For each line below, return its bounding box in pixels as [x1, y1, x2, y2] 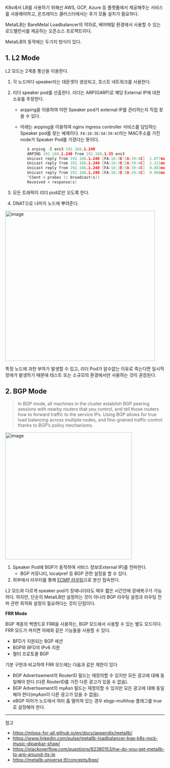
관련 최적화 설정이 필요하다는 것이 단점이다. [10, 600, 96, 606]
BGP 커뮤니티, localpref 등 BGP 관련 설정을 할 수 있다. [20, 570, 128, 577]
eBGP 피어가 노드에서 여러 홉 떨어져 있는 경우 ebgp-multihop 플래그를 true [12, 697, 162, 703]
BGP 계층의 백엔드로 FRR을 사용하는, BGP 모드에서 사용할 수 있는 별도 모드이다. [5, 621, 162, 627]
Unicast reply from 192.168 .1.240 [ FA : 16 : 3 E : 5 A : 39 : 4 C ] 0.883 [27, 166, 161, 171]
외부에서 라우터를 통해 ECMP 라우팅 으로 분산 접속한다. [12, 577, 120, 583]
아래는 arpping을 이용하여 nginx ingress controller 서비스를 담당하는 [20, 123, 157, 130]
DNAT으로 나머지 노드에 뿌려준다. [12, 200, 79, 206]
